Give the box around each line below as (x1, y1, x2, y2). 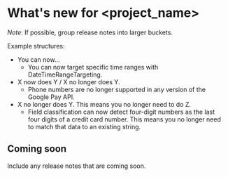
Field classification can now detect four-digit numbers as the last (27, 107, 215, 116)
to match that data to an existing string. (27, 122, 141, 131)
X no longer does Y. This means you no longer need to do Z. (17, 100, 191, 108)
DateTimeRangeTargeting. (27, 70, 103, 79)
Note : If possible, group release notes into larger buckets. (7, 28, 173, 37)
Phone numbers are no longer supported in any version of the (27, 85, 206, 93)
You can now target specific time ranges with (27, 63, 159, 71)
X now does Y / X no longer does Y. (17, 77, 120, 86)
